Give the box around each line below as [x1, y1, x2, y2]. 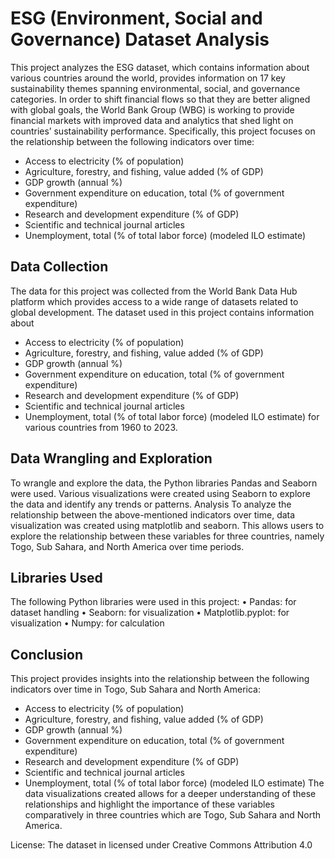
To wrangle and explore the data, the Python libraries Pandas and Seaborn [10, 477, 318, 489]
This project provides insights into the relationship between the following [10, 673, 310, 685]
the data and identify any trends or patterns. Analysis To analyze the [10, 498, 292, 510]
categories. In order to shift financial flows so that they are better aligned [10, 93, 311, 105]
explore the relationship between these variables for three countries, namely [10, 530, 325, 542]
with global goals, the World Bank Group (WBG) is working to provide [10, 103, 295, 116]
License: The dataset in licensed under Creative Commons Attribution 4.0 [10, 839, 313, 851]
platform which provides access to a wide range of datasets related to [10, 295, 299, 307]
